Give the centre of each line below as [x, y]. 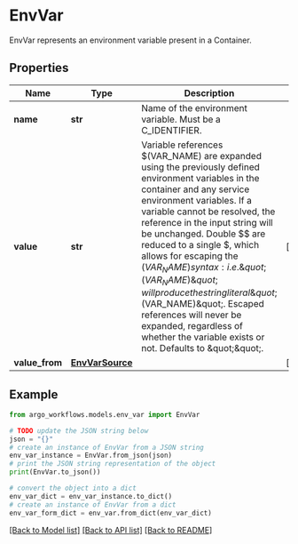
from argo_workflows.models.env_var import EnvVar [105, 414]
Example [34, 394]
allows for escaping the [190, 256]
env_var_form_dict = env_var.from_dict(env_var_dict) [111, 513]
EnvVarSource [102, 363]
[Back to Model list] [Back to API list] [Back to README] [111, 530]
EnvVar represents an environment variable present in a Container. [130, 40]
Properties [39, 68]
